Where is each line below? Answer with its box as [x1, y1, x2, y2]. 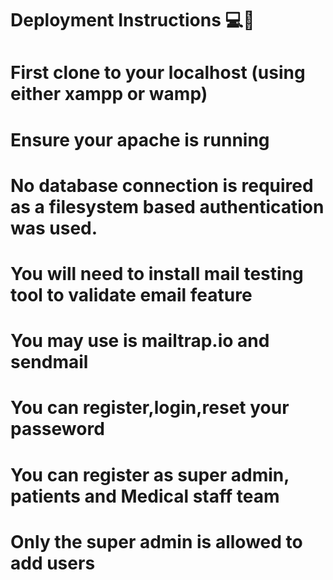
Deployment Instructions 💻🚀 [10, 9, 255, 32]
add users [10, 552, 96, 574]
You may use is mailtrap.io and [10, 330, 270, 352]
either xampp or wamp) [10, 83, 208, 106]
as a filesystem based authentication [10, 195, 325, 218]
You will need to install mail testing [10, 262, 304, 285]
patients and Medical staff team [10, 485, 280, 507]
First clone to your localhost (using [10, 62, 306, 84]
